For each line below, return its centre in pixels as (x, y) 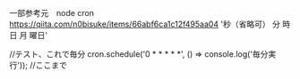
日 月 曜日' (29, 35)
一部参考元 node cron (52, 13)
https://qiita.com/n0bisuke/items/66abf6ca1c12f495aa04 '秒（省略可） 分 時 (150, 24)
